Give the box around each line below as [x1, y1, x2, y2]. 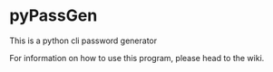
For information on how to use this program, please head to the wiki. [9, 52, 265, 63]
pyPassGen [9, 5, 98, 26]
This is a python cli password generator [9, 35, 158, 46]
